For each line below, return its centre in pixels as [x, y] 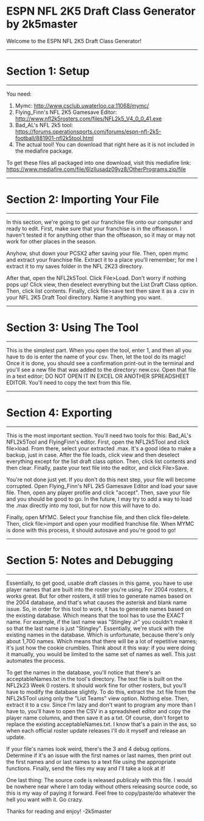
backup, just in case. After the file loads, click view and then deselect [93, 455]
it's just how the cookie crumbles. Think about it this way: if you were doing [101, 648]
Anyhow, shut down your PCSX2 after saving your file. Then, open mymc [97, 253]
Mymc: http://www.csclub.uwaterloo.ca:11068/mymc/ [82, 105]
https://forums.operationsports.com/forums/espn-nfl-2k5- [88, 131]
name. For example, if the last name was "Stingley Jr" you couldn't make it [99, 621]
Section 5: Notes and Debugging [90, 560]
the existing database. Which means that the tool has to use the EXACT [95, 615]
